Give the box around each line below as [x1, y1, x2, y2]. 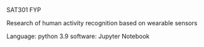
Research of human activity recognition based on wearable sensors [6, 19, 198, 27]
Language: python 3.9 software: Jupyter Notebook [6, 32, 150, 40]
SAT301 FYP [6, 6, 42, 14]
